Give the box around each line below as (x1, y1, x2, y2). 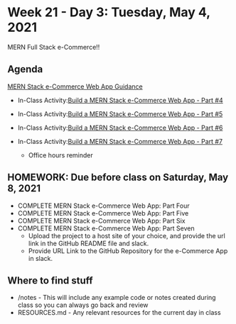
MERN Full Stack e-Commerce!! (7, 43, 100, 51)
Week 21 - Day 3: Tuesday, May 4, (7, 4, 211, 21)
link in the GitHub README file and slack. (28, 239, 149, 247)
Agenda (7, 63, 43, 75)
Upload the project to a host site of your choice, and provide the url (28, 231, 225, 240)
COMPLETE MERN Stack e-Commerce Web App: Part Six (17, 216, 186, 225)
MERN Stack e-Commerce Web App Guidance (7, 82, 144, 91)
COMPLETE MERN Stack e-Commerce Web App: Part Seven (17, 224, 195, 233)
